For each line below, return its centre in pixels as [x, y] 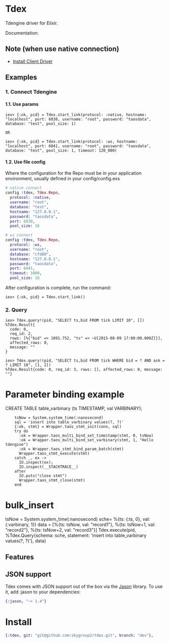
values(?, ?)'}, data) [26, 541]
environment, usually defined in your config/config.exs [63, 179]
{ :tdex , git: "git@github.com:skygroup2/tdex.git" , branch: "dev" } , [79, 636]
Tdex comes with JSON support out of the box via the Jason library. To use [84, 587]
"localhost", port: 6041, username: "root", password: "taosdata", [78, 146]
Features [20, 557]
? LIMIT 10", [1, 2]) [28, 365]
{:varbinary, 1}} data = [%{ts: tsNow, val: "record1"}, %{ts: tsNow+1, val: [80, 525]
